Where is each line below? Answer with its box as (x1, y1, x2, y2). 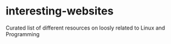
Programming (5, 30, 40, 37)
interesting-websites (5, 4, 114, 18)
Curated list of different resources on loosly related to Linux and (5, 24, 166, 31)
